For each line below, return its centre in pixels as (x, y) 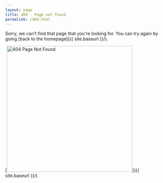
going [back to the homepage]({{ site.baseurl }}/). (57, 39)
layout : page (19, 10)
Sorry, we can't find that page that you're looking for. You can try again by (82, 34)
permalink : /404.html (28, 19)
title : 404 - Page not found (36, 15)
